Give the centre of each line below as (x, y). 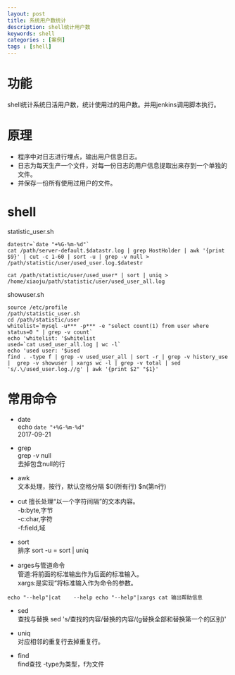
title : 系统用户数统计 (37, 20)
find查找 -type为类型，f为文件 (61, 664)
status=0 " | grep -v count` (50, 332)
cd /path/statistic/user (44, 320)
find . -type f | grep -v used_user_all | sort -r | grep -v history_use (118, 357)
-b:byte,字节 (35, 510)
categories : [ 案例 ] (36, 40)
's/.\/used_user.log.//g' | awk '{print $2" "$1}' (83, 369)
